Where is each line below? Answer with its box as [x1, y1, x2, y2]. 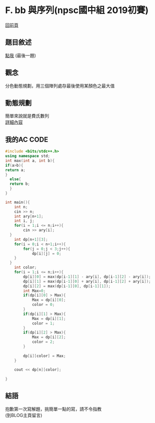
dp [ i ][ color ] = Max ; [23, 353, 66, 358]
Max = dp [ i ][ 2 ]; [31, 335, 66, 340]
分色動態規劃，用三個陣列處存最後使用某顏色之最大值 [5, 83, 115, 89]
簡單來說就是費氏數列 [5, 113, 49, 119]
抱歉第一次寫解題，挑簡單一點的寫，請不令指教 [5, 406, 101, 412]
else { [9, 177, 21, 182]
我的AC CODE [5, 135, 48, 144]
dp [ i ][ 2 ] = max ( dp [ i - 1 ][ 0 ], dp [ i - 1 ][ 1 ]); [23, 283, 111, 288]
